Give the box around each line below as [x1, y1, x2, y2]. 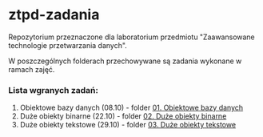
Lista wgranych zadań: [8, 84, 98, 95]
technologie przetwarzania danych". [8, 40, 128, 50]
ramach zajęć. [8, 64, 55, 74]
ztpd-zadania [8, 6, 100, 24]
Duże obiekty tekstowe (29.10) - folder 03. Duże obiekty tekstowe [19, 120, 237, 130]
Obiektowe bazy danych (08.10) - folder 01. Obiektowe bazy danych [19, 103, 244, 113]
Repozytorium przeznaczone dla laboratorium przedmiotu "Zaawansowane [8, 32, 256, 42]
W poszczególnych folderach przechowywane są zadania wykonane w [8, 56, 242, 66]
